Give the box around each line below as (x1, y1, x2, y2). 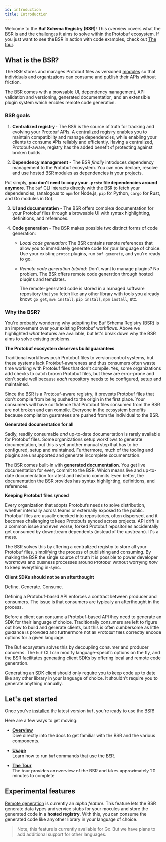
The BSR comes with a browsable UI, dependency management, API (5, 89, 145, 95)
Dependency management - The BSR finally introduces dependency (12, 159, 154, 165)
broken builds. (12, 149, 42, 155)
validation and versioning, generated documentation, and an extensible (5, 94, 150, 100)
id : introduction (5, 7, 41, 12)
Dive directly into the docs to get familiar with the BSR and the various (12, 732, 155, 738)
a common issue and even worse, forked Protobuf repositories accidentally (5, 523, 159, 529)
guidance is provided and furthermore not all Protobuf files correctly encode (5, 629, 161, 635)
